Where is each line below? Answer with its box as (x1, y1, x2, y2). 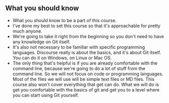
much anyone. (12, 28, 42, 34)
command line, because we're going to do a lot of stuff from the (12, 65, 145, 71)
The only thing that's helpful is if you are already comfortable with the (12, 60, 158, 66)
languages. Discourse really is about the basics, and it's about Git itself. (12, 49, 161, 55)
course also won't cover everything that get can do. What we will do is (12, 81, 159, 87)
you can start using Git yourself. (12, 92, 79, 98)
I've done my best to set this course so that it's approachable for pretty (12, 23, 160, 29)
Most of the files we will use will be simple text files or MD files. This (12, 76, 155, 82)
